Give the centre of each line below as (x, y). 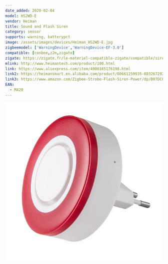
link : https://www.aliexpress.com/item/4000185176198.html (68, 69)
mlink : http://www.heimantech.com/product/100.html (60, 63)
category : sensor (23, 32)
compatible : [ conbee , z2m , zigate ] (40, 53)
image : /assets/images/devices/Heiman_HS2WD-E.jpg (59, 43)
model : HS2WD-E (21, 16)
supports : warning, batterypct (38, 37)
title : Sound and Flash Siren (37, 27)
